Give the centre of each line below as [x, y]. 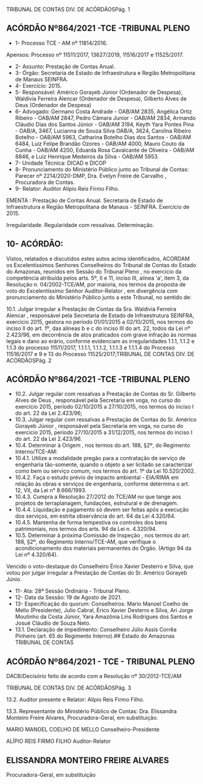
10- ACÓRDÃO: [35, 244]
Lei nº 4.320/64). [37, 555]
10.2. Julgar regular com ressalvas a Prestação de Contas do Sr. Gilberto [105, 394]
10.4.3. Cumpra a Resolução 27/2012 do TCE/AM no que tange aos [98, 497]
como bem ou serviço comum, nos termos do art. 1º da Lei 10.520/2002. [105, 471]
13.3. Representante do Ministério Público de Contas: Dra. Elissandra [92, 711]
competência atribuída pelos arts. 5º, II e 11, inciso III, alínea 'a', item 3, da [98, 278]
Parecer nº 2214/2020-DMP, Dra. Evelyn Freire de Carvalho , [91, 176]
